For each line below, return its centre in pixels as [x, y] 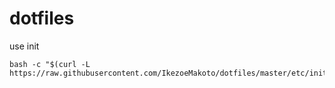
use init [24, 46]
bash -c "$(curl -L [50, 64]
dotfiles [42, 18]
